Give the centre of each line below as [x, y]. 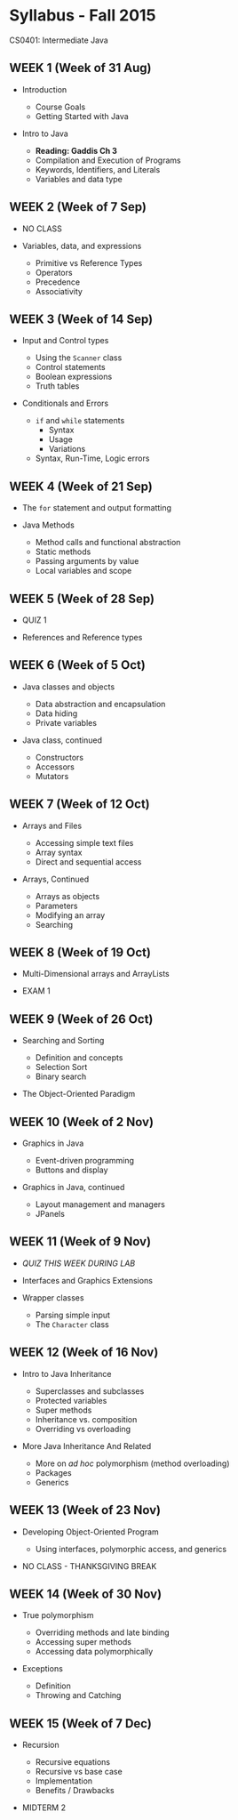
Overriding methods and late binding [103, 1632]
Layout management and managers [100, 1204]
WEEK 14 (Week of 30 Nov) [86, 1594]
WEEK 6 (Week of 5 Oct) [78, 665]
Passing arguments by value [87, 561]
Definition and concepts [79, 1058]
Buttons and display [71, 1170]
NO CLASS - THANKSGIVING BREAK [89, 1566]
